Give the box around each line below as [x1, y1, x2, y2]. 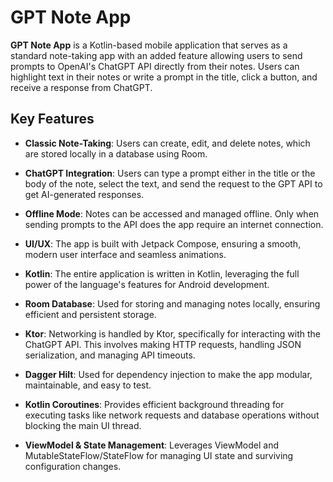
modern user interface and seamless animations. [24, 248, 227, 260]
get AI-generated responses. [24, 188, 145, 200]
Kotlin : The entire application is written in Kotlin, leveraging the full [24, 267, 300, 280]
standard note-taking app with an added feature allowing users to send [10, 49, 303, 61]
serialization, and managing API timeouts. [24, 349, 196, 361]
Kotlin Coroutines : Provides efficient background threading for [24, 398, 285, 410]
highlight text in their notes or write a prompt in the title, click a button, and [10, 71, 318, 83]
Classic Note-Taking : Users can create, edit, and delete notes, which [24, 137, 311, 149]
